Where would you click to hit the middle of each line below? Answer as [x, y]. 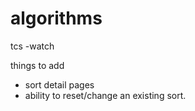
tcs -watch [32, 46]
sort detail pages [59, 84]
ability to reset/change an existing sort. [105, 95]
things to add [37, 65]
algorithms [56, 18]
